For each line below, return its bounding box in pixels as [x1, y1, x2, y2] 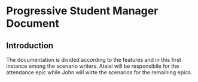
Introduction [6, 40, 54, 51]
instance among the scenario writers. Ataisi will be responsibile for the [6, 62, 179, 70]
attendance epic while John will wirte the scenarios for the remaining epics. [6, 69, 193, 75]
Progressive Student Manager [6, 4, 159, 18]
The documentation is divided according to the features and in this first [6, 56, 181, 63]
